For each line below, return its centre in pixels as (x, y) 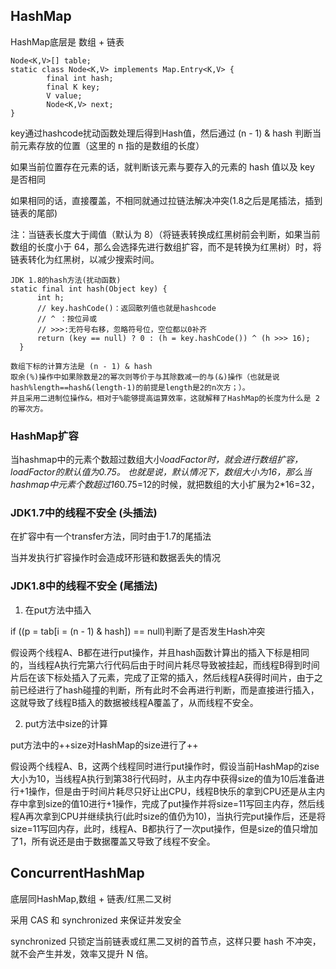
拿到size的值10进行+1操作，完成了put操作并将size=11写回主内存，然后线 (176, 803)
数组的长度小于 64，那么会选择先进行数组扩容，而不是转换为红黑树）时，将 (166, 246)
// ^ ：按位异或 (67, 319)
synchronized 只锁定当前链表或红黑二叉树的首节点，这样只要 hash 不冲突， (166, 941)
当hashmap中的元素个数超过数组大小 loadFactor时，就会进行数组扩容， (156, 460)
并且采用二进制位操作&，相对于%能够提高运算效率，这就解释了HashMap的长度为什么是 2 (165, 398)
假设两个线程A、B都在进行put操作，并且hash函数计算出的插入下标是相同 (160, 652)
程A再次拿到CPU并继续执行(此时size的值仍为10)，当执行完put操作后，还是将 (168, 816)
